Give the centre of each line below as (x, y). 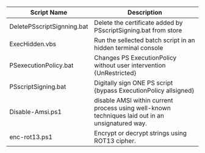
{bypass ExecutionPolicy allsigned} (144, 91)
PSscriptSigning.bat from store (138, 30)
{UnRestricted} (115, 73)
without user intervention (130, 65)
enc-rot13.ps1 (31, 137)
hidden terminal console (129, 48)
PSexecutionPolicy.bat (41, 65)
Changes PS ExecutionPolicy (135, 58)
